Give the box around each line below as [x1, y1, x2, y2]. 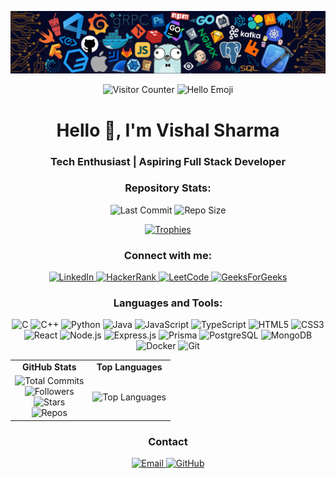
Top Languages [96, 361, 163, 373]
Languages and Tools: [113, 296, 223, 310]
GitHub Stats [21, 361, 77, 373]
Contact [148, 434, 188, 448]
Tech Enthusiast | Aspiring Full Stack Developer [49, 154, 287, 168]
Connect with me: [123, 248, 213, 262]
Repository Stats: [124, 181, 212, 195]
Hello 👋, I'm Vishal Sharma [56, 119, 280, 141]
